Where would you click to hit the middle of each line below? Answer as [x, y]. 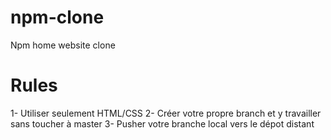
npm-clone [57, 17]
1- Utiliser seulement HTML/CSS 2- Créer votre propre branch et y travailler [166, 113]
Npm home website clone [63, 45]
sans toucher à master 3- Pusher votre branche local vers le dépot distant [162, 123]
